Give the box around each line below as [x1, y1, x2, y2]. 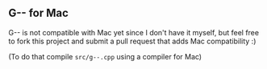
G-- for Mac [8, 6, 69, 20]
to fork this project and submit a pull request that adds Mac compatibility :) [8, 36, 257, 46]
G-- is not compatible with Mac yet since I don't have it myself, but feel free [8, 27, 260, 37]
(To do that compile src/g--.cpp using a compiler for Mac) [8, 51, 202, 61]
